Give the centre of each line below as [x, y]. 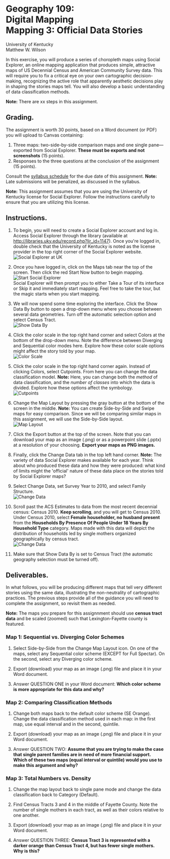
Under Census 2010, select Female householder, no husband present [86, 517]
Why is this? [26, 851]
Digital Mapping [40, 19]
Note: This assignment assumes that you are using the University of [77, 191]
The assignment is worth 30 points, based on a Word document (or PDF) [81, 130]
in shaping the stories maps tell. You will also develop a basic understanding [85, 86]
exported [23, 150]
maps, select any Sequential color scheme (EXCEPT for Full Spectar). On [89, 654]
